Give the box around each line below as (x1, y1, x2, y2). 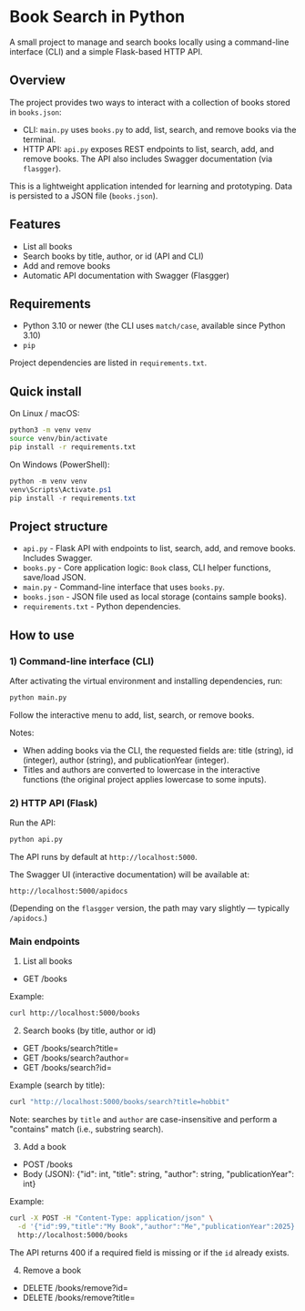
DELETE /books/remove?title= (22, 1292, 136, 1303)
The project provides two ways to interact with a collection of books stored (9, 97, 291, 108)
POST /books (22, 1159, 73, 1170)
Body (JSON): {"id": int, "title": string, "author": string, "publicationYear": (22, 1169, 294, 1180)
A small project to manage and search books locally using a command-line (9, 36, 290, 47)
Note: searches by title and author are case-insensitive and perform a (9, 1114, 278, 1125)
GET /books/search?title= (22, 1043, 119, 1054)
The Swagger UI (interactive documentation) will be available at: (9, 868, 250, 880)
